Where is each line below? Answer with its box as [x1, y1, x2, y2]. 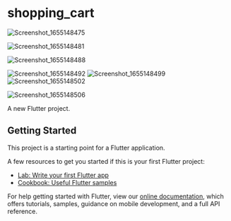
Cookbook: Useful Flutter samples [17, 178, 117, 186]
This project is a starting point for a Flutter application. [7, 143, 165, 152]
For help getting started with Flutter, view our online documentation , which [7, 192, 225, 201]
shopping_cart [7, 5, 95, 21]
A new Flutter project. [7, 104, 71, 112]
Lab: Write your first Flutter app [17, 171, 109, 179]
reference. [7, 207, 37, 215]
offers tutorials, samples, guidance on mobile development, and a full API [7, 199, 220, 208]
